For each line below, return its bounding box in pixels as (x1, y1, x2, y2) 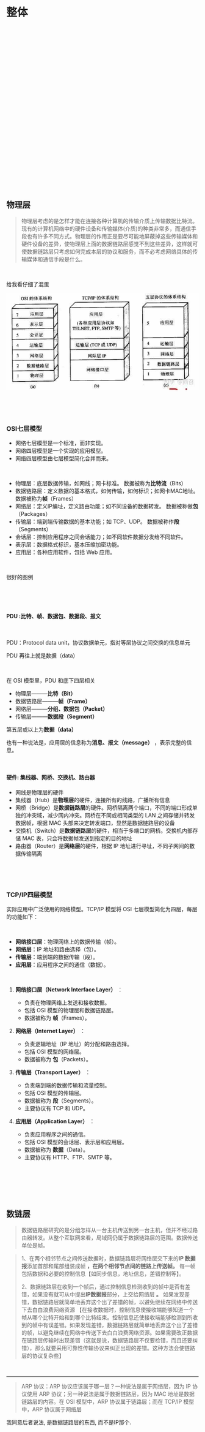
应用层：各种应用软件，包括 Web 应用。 (15, 548, 116, 556)
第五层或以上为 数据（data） (6, 726, 77, 733)
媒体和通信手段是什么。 (26, 256, 86, 263)
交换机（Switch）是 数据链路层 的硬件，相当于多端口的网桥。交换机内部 (15, 827, 193, 834)
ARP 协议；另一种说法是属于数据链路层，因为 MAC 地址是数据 (38, 1390, 195, 1398)
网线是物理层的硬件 (15, 789, 64, 796)
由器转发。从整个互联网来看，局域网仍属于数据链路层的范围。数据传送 (21, 1233, 198, 1241)
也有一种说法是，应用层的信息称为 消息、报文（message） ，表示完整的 (6, 739, 187, 746)
